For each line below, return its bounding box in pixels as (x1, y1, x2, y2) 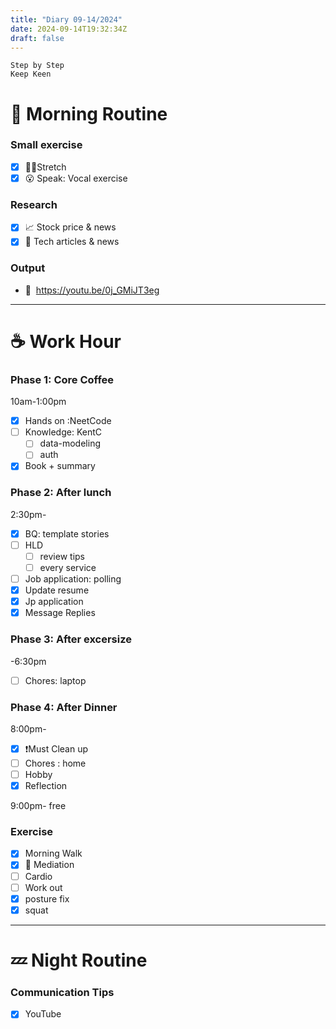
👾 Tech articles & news (24, 236, 120, 248)
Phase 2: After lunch (10, 486, 112, 500)
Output (10, 261, 46, 275)
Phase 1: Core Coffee (10, 372, 115, 386)
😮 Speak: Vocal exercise (24, 172, 128, 184)
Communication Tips (10, 985, 115, 999)
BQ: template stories (24, 527, 110, 540)
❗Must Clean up (24, 742, 88, 755)
